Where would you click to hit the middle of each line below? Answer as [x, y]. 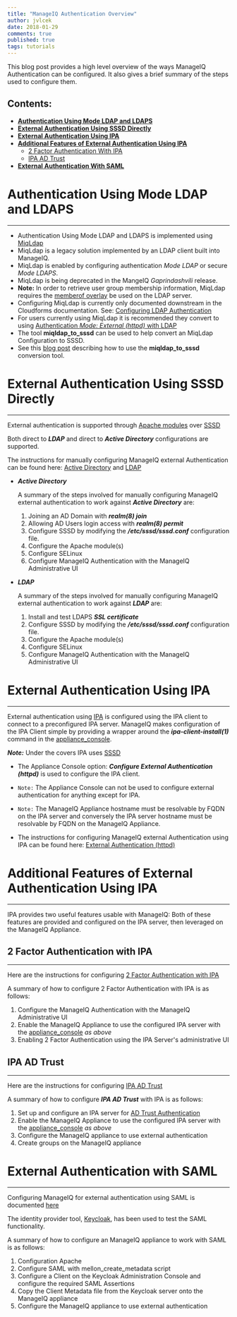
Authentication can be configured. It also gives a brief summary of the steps [118, 74]
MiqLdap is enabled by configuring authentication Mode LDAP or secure [122, 265]
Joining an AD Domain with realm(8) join [87, 516]
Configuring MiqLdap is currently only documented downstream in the [120, 303]
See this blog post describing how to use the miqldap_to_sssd [108, 348]
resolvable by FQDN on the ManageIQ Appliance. [89, 823]
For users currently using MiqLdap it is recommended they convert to [118, 317]
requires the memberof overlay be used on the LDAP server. [105, 295]
